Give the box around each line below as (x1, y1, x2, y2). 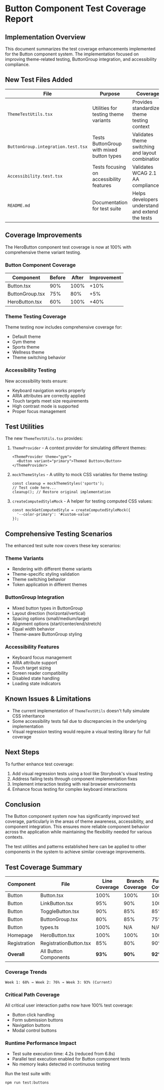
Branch (126, 878, 144, 885)
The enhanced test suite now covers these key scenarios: (5, 543, 121, 549)
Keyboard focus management (12, 655, 72, 660)
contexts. (5, 834, 24, 840)
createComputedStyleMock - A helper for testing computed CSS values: (12, 498, 153, 504)
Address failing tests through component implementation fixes (12, 776, 138, 782)
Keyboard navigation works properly (12, 387, 85, 393)
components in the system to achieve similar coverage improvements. (5, 849, 146, 855)
